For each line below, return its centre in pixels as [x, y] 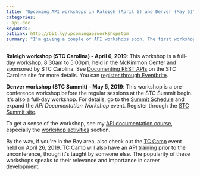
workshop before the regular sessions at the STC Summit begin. [114, 93]
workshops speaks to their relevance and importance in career [83, 160]
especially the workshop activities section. [58, 130]
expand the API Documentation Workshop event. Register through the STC [98, 106]
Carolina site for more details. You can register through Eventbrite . [87, 75]
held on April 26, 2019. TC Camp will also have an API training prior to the [96, 147]
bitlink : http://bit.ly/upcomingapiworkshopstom [68, 34]
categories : [21, 17]
